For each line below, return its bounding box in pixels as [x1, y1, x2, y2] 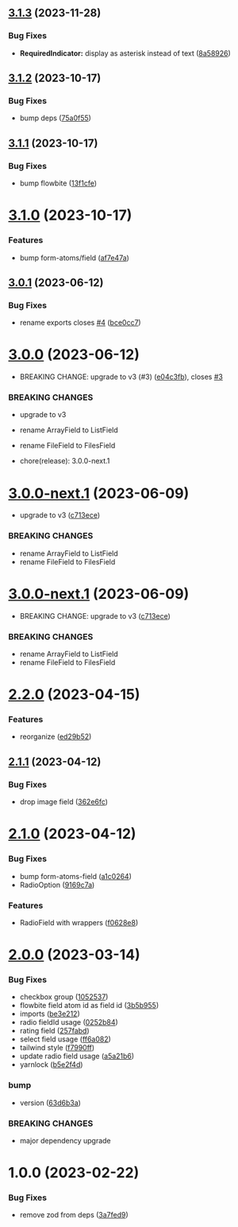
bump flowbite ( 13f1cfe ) [19, 178, 98, 188]
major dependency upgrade [19, 1135, 111, 1145]
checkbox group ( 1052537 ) [19, 992, 109, 1002]
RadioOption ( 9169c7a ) [19, 880, 95, 889]
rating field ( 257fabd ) [19, 1026, 90, 1036]
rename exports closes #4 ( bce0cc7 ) [19, 318, 141, 327]
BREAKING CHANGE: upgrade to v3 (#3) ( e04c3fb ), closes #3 [19, 372, 224, 381]
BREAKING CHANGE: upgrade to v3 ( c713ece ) [19, 611, 171, 620]
